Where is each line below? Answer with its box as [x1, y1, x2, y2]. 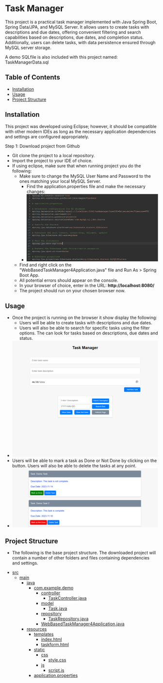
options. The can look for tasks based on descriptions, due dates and [19, 330, 159, 336]
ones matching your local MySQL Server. [19, 178, 101, 184]
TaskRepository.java [48, 616, 89, 622]
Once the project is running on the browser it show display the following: [12, 315, 158, 320]
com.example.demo [33, 585, 74, 591]
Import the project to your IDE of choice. [12, 158, 93, 163]
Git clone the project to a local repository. [12, 152, 95, 158]
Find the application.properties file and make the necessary [26, 183, 146, 189]
